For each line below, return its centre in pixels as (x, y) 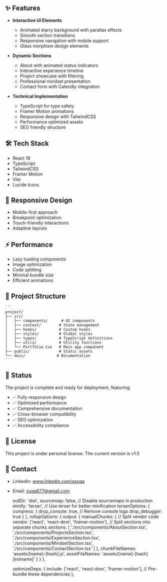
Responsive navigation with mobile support (64, 40)
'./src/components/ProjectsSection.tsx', (53, 532)
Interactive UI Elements (37, 20)
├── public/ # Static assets (49, 351)
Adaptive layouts (30, 228)
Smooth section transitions (47, 35)
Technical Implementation (40, 96)
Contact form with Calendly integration (60, 86)
